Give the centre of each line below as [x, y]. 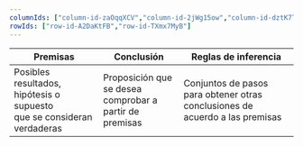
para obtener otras [223, 94]
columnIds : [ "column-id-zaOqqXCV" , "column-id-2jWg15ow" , [119, 18]
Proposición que [138, 78]
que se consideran [53, 116]
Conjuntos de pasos [226, 83]
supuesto [34, 105]
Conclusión [139, 57]
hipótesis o [37, 94]
